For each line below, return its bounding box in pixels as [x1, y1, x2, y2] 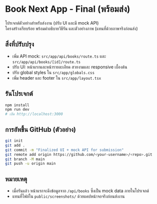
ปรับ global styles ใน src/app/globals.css [12, 69, 95, 75]
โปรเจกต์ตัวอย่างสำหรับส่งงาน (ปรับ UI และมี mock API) [5, 20, 99, 26]
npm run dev [5, 107, 29, 112]
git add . [5, 143, 26, 148]
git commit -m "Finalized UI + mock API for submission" [5, 147, 124, 152]
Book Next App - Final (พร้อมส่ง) [5, 3, 131, 15]
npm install [5, 102, 29, 108]
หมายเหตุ [5, 175, 27, 183]
